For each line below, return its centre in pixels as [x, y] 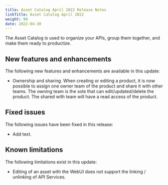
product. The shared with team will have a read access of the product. [85, 97]
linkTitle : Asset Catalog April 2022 [45, 14]
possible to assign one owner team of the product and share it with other [88, 86]
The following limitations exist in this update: [51, 162]
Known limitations [34, 150]
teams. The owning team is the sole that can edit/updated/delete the [83, 91]
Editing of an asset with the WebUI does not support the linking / [79, 171]
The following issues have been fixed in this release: [59, 124]
